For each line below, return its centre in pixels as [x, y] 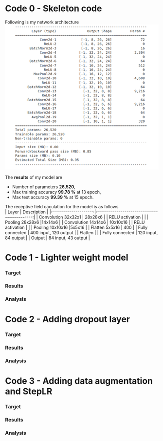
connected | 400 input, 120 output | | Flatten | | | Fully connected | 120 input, [81, 232]
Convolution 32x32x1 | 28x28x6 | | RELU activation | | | [94, 217]
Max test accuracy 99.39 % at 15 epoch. [53, 197]
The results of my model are [34, 177]
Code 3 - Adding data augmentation [79, 381]
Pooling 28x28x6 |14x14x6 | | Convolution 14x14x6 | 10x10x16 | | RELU [75, 222]
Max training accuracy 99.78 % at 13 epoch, [56, 192]
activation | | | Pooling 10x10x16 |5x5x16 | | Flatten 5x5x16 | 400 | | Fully [76, 227]
